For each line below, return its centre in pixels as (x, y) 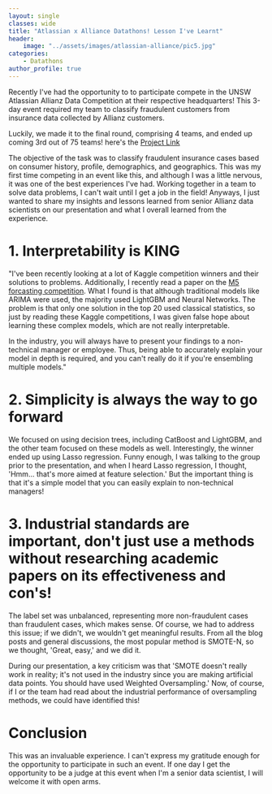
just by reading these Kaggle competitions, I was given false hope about (129, 317)
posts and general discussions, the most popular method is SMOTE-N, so (131, 641)
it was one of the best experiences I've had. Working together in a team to (132, 183)
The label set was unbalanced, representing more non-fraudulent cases (129, 615)
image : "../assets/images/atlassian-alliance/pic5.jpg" (120, 46)
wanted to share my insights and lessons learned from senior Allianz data (131, 201)
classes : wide (32, 24)
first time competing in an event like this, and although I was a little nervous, (135, 175)
